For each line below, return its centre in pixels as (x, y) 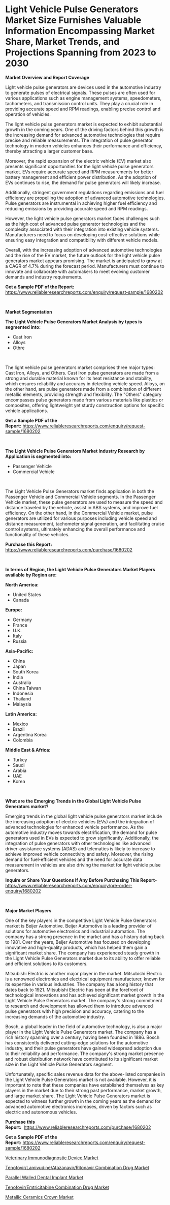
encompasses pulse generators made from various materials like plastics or (84, 399)
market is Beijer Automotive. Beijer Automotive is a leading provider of (78, 925)
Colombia (23, 740)
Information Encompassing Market (80, 31)
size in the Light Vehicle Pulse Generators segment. (59, 1064)
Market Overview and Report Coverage (47, 77)
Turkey (20, 760)
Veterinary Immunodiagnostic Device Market (52, 1158)
